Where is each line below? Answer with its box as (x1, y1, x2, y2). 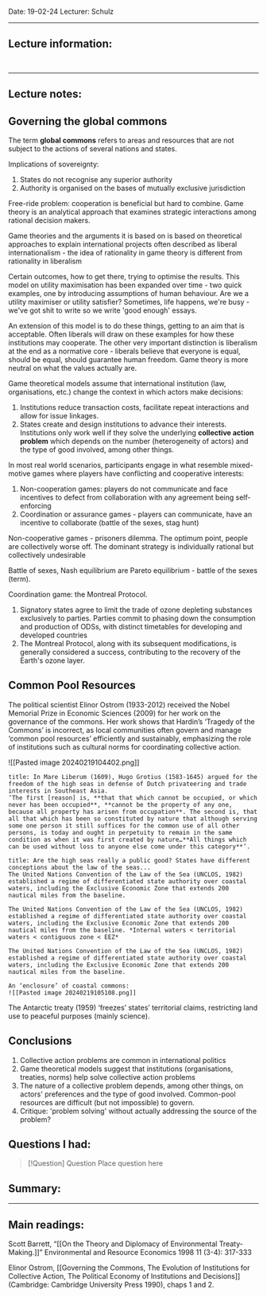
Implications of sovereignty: (8, 159, 99, 169)
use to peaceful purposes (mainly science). (8, 1011, 150, 1021)
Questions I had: (8, 1138, 91, 1151)
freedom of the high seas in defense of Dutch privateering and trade (8, 780, 247, 788)
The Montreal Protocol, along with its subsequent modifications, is (19, 639, 237, 648)
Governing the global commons (8, 115, 168, 128)
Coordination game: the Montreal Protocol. (8, 590, 148, 599)
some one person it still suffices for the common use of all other (8, 821, 240, 830)
